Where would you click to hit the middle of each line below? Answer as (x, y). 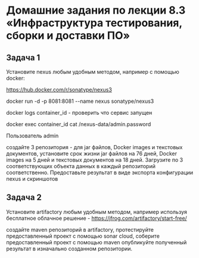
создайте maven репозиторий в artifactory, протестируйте (80, 229)
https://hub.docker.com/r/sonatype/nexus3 (59, 89)
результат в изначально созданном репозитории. (69, 248)
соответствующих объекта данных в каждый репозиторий (81, 166)
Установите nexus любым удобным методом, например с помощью (93, 72)
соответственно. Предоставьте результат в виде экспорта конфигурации (100, 172)
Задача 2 (24, 198)
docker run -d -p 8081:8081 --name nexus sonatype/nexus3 (80, 101)
